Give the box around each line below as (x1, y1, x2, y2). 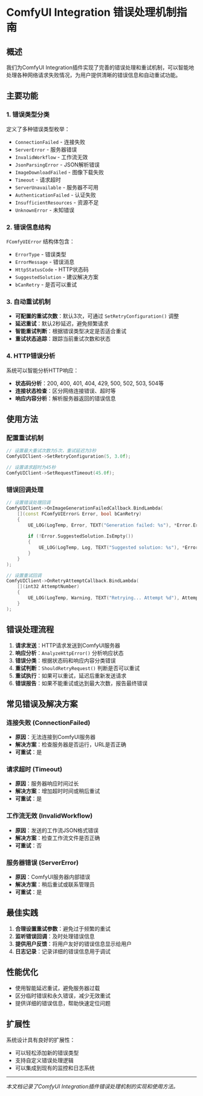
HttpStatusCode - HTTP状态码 (14, 266, 89, 273)
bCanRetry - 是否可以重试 (14, 281, 77, 288)
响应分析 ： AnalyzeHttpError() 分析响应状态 (14, 649, 124, 657)
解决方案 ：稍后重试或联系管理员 (14, 881, 95, 888)
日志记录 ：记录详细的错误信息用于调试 (14, 948, 111, 955)
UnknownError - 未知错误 (14, 206, 75, 214)
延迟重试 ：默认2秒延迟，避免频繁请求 (14, 320, 109, 327)
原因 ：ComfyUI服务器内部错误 (14, 873, 91, 881)
